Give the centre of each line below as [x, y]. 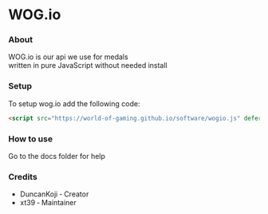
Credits [23, 176]
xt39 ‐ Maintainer [48, 203]
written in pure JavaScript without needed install [88, 65]
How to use [31, 139]
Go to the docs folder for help [57, 156]
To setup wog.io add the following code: [74, 103]
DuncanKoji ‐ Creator [54, 194]
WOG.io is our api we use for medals [69, 57]
